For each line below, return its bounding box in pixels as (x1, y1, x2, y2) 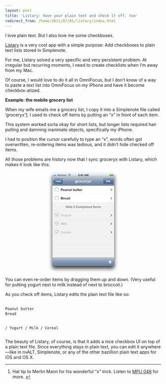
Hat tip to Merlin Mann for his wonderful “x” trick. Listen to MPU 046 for (12, 369, 159, 375)
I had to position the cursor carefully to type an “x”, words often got (5, 136, 142, 142)
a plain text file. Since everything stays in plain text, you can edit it (5, 344, 140, 350)
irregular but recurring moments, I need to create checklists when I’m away (5, 62, 158, 68)
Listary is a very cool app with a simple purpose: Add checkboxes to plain (5, 42, 156, 48)
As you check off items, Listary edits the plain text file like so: (5, 292, 130, 298)
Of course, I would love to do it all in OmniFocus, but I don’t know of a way (5, 77, 157, 83)
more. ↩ (12, 374, 31, 380)
